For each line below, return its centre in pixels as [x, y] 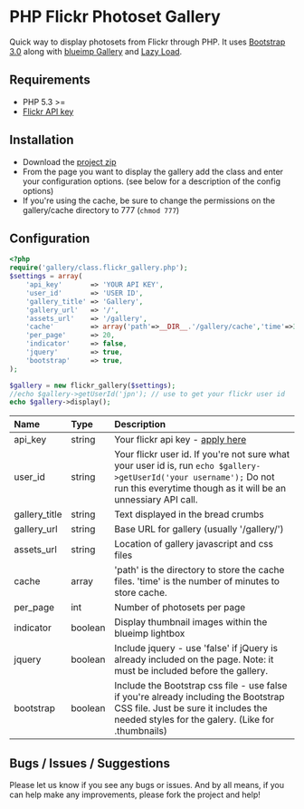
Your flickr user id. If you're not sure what [202, 454]
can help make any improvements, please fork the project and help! [135, 794]
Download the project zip [69, 161]
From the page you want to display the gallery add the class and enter [152, 171]
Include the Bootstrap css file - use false [201, 686]
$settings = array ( [46, 277]
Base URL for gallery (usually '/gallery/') [199, 530]
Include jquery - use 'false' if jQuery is [196, 648]
